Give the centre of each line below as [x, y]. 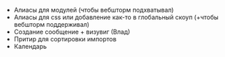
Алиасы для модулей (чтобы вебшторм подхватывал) [94, 10]
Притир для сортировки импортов [65, 39]
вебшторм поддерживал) [52, 24]
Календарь [30, 46]
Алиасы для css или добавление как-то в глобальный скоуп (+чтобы [116, 17]
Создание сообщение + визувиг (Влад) [72, 32]
